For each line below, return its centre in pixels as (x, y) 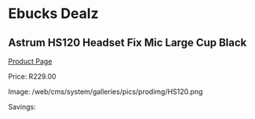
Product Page (30, 61)
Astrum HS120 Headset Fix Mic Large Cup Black (127, 43)
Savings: (22, 107)
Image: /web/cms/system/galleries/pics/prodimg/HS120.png (106, 92)
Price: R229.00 (32, 76)
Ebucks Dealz (54, 14)
